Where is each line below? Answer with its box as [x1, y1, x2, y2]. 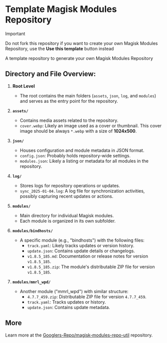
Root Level [12, 83, 35, 89]
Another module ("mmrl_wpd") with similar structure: [19, 288, 129, 294]
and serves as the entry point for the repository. [19, 98, 118, 104]
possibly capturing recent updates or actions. [19, 193, 114, 199]
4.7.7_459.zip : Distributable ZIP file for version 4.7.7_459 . [27, 294, 147, 300]
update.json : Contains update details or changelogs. [27, 248, 136, 254]
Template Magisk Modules [5, 3, 117, 15]
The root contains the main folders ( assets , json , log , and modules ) [19, 92, 157, 98]
